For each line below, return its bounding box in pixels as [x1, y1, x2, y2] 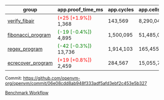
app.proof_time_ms [57, 6, 103, 13]
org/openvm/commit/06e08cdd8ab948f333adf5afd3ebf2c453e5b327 [5, 80, 147, 86]
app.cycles [108, 6, 134, 13]
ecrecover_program [7, 60, 53, 66]
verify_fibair [7, 18, 35, 24]
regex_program [7, 46, 43, 52]
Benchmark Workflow [5, 90, 49, 96]
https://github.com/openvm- [23, 75, 81, 81]
